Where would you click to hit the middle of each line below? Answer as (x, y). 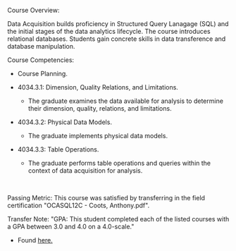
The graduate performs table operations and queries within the (119, 163)
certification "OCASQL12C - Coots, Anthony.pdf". (79, 205)
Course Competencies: (41, 60)
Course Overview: (33, 10)
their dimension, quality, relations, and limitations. (100, 108)
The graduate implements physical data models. (98, 136)
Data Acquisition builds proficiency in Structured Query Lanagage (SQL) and (118, 24)
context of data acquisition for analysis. (85, 171)
